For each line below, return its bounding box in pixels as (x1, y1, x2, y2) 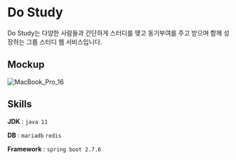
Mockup (7, 58, 45, 71)
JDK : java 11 (7, 117, 48, 125)
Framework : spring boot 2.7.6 (7, 144, 102, 153)
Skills (7, 98, 32, 110)
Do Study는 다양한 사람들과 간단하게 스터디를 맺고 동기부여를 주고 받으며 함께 (7, 28, 222, 37)
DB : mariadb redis (7, 131, 62, 139)
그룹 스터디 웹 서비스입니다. (26, 37, 102, 46)
